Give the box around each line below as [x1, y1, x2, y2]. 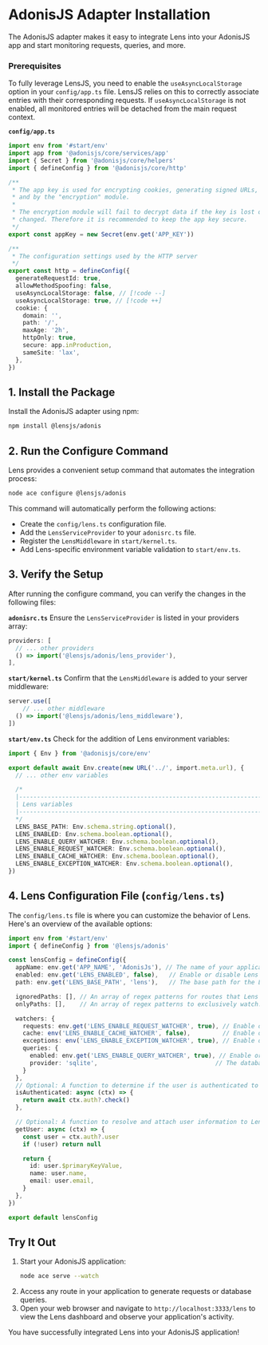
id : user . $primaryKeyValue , [29, 1162, 124, 1170]
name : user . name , [29, 1169, 88, 1177]
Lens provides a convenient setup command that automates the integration [8, 465, 255, 475]
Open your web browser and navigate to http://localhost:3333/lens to [19, 1304, 256, 1313]
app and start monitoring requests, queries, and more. [8, 40, 186, 49]
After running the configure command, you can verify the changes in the [8, 589, 246, 598]
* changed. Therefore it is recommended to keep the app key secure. [11, 215, 248, 224]
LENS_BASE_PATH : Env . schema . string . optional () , [15, 822, 177, 830]
